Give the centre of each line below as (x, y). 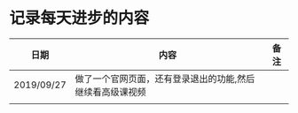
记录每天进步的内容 (79, 18)
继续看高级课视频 (110, 92)
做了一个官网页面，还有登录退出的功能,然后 (165, 79)
